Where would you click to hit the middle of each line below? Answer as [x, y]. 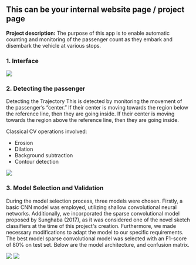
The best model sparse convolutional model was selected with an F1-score [97, 238]
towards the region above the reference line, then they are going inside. [92, 120]
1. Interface [23, 61]
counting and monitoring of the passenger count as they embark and [89, 39]
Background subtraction [44, 155]
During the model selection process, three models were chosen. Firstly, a [94, 201]
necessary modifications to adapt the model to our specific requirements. [95, 232]
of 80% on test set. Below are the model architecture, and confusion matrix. [98, 244]
